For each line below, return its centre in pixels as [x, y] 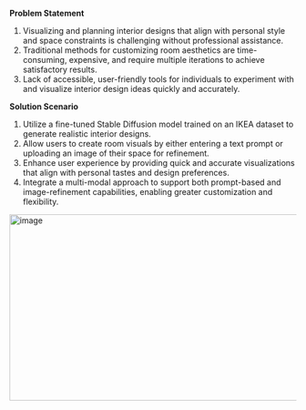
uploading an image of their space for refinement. [116, 153]
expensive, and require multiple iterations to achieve [167, 60]
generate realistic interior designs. [87, 134]
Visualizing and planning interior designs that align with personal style [153, 31]
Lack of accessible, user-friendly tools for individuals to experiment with [158, 79]
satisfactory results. [60, 69]
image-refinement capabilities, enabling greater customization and [148, 192]
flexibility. [41, 201]
